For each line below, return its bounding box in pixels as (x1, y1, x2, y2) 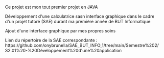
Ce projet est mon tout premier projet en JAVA (5, 4, 98, 10)
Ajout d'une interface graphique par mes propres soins (5, 28, 116, 33)
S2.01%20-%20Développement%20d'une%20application (5, 48, 122, 53)
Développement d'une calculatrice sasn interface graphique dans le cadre (5, 14, 155, 19)
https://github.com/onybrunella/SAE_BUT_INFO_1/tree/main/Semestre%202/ (5, 43, 159, 48)
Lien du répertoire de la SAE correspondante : (5, 37, 98, 43)
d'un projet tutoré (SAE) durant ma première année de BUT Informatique (5, 19, 151, 24)
